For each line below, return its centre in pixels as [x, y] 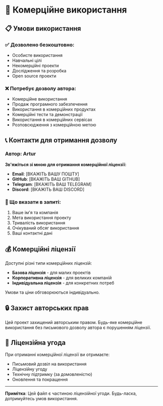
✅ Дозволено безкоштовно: [40, 45]
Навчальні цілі [27, 60]
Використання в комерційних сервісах [52, 120]
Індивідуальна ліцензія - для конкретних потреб [63, 283]
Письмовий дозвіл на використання [49, 364]
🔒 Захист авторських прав [47, 308]
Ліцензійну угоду [30, 369]
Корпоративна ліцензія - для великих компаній [62, 278]
